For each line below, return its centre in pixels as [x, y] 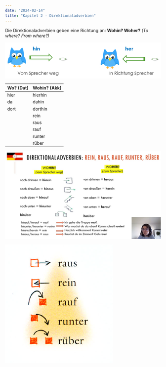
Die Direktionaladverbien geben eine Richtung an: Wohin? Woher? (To [77, 30]
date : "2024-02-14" [25, 10]
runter [39, 136]
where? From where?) [27, 36]
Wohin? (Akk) [47, 88]
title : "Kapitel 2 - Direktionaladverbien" [51, 16]
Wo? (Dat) [18, 88]
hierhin [40, 95]
